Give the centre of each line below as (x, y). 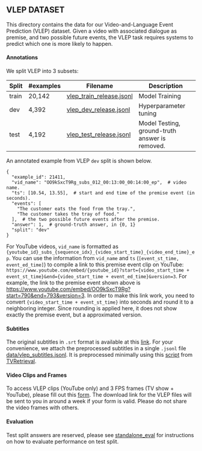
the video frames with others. (43, 408)
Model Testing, (160, 123)
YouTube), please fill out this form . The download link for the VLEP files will (99, 395)
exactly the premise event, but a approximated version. (74, 315)
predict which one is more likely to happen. (60, 43)
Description (166, 86)
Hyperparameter (162, 106)
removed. (152, 146)
